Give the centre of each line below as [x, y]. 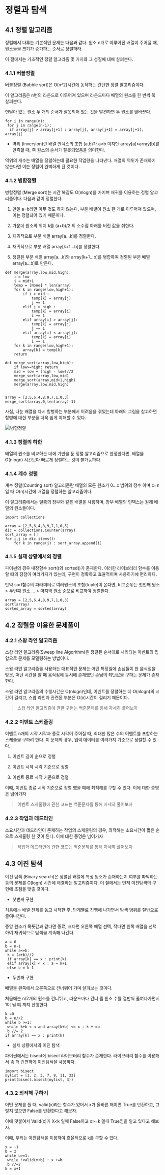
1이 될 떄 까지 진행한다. [27, 1004]
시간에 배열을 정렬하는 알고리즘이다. [58, 492]
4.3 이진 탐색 [24, 864]
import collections [25, 517]
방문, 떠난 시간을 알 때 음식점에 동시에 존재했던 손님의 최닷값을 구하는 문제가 [78, 675]
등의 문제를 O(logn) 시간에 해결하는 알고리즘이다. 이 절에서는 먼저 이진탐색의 [78, 883]
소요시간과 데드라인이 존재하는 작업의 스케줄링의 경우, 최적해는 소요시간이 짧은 [80, 830]
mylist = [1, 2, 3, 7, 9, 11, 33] [41, 1075]
